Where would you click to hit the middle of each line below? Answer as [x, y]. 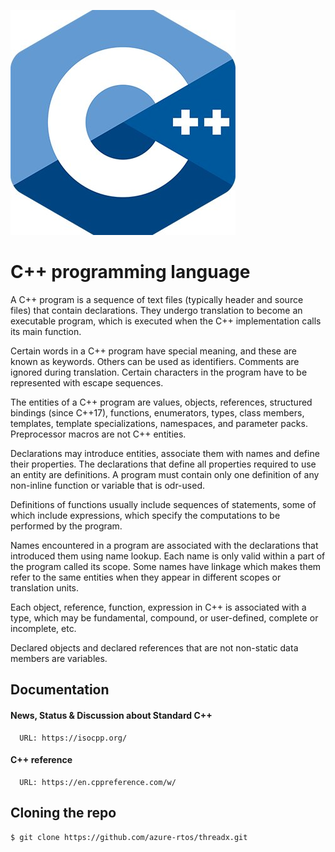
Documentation [60, 690]
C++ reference [41, 760]
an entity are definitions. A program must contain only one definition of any [165, 474]
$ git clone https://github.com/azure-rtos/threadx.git [129, 837]
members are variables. [59, 658]
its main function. [46, 331]
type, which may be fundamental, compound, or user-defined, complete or [164, 617]
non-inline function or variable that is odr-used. [107, 485]
